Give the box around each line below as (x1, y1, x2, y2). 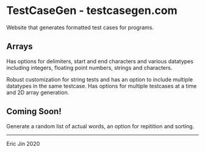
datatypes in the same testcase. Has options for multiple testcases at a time (6, 82, 197, 89)
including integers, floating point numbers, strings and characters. (6, 64, 173, 71)
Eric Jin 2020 (6, 140, 40, 147)
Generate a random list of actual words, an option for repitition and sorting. (6, 122, 195, 130)
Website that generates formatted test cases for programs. (6, 24, 154, 31)
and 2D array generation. (6, 89, 70, 96)
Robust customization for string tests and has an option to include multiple (6, 75, 193, 83)
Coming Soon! (6, 106, 62, 117)
